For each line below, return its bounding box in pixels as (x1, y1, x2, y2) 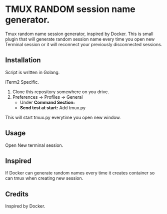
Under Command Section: (19, 99, 75, 105)
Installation (5, 56, 41, 65)
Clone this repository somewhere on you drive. (12, 89, 109, 95)
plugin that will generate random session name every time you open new (5, 36, 155, 42)
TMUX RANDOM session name (5, 4, 136, 15)
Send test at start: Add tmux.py (19, 104, 86, 111)
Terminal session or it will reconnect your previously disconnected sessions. (5, 41, 162, 47)
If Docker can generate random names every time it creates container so (5, 170, 155, 176)
